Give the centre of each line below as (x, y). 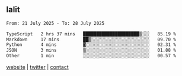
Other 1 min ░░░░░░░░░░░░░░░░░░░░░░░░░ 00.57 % (91, 56)
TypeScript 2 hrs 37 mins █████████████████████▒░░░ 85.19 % (91, 34)
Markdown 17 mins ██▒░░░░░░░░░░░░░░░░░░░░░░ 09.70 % (91, 39)
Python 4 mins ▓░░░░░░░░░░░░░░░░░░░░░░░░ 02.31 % (91, 45)
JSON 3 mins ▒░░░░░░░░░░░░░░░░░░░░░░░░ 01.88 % (91, 50)
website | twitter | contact (38, 67)
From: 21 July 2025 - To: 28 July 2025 (55, 23)
